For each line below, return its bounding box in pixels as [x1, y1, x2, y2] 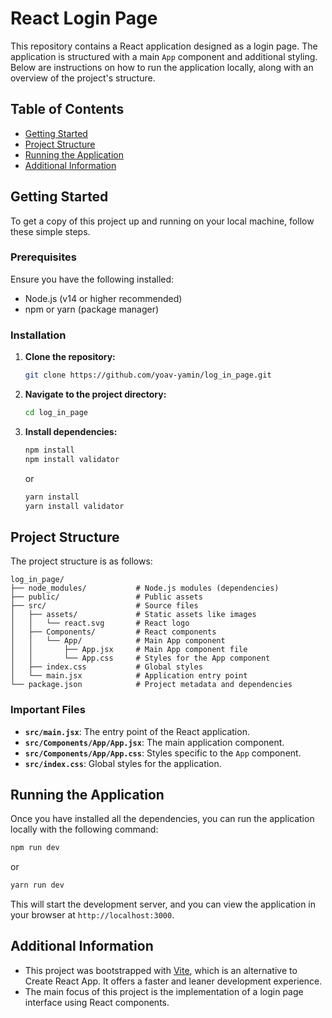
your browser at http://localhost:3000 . [10, 909, 175, 921]
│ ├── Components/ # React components [10, 627, 217, 637]
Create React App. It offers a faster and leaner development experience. [24, 975, 323, 987]
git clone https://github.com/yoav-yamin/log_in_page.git [24, 370, 272, 381]
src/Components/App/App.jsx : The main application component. [24, 736, 285, 748]
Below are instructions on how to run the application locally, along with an [10, 61, 314, 73]
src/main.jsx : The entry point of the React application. [24, 725, 250, 737]
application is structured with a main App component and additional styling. [10, 50, 318, 62]
